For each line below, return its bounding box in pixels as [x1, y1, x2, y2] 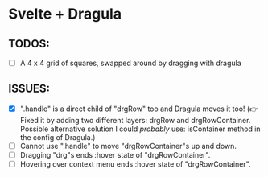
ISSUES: [8, 82, 51, 96]
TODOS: [8, 37, 50, 51]
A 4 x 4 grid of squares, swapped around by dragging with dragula [19, 58, 241, 68]
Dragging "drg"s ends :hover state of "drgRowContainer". [19, 150, 211, 159]
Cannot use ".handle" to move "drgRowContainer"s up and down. [19, 141, 237, 150]
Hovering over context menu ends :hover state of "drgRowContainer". [19, 159, 251, 169]
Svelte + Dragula [8, 5, 122, 23]
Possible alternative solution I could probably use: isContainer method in [19, 124, 261, 134]
